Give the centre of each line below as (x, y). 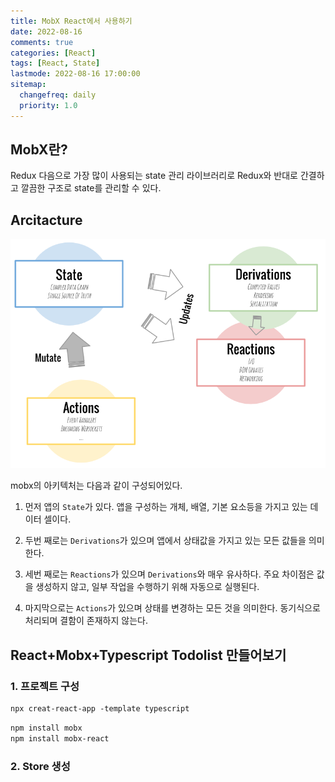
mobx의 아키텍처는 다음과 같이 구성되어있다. (96, 486)
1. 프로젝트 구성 (45, 686)
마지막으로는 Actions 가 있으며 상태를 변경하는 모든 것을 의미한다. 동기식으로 (172, 608)
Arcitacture (46, 220)
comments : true (42, 42)
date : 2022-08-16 (46, 31)
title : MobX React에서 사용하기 (71, 21)
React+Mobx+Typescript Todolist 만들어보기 (148, 655)
